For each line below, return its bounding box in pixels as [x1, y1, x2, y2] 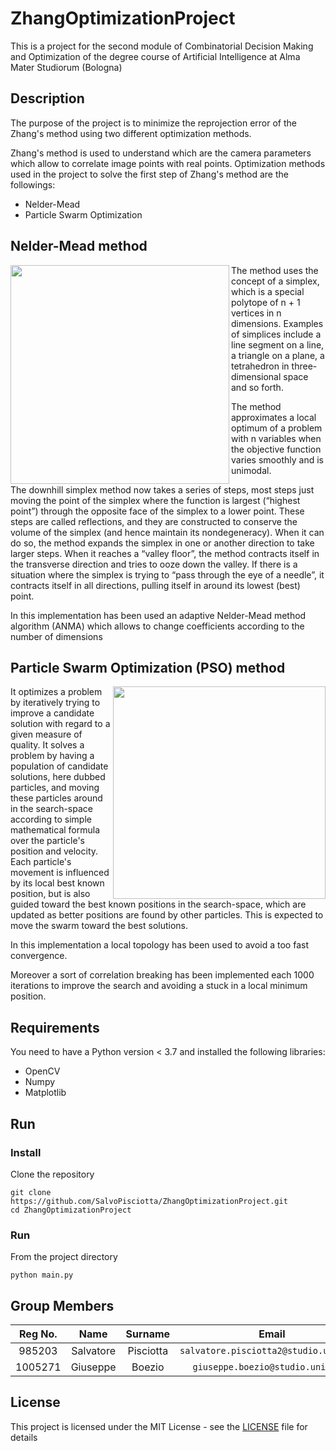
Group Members [10, 1297, 115, 1314]
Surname [125, 1327, 171, 1341]
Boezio [131, 1360, 165, 1374]
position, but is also [10, 888, 91, 900]
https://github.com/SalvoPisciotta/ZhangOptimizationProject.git [10, 1196, 288, 1206]
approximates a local [231, 411, 317, 423]
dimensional [231, 370, 282, 382]
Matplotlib [24, 1087, 67, 1099]
